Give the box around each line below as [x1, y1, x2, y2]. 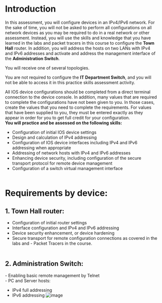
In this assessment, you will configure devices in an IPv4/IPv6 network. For [5, 19, 155, 25]
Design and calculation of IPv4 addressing [12, 135, 97, 140]
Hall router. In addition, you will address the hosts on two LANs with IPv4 [5, 45, 150, 51]
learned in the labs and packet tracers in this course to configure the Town [5, 40, 155, 46]
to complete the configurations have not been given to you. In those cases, [5, 99, 155, 105]
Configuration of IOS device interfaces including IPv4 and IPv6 [12, 139, 138, 145]
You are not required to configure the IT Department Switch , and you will [5, 74, 152, 80]
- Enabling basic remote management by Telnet [5, 272, 100, 278]
